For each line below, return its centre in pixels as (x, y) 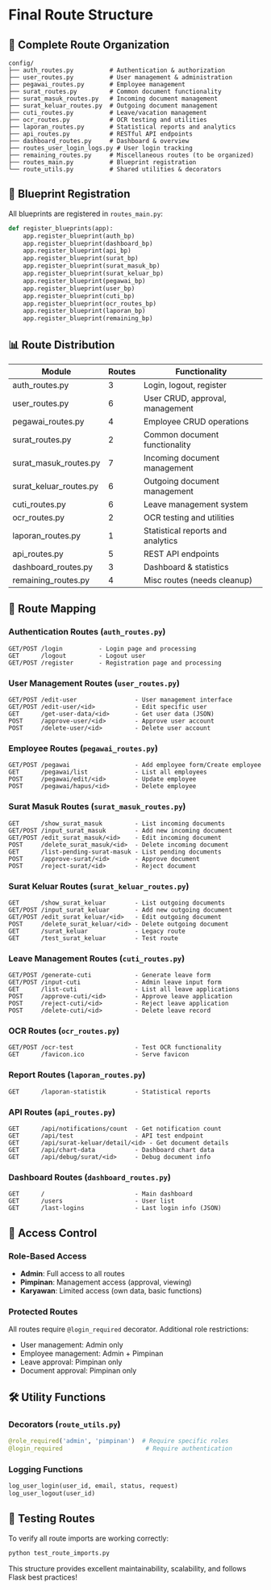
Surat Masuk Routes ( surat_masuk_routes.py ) (97, 807)
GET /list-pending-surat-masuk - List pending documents (115, 852)
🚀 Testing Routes (52, 1518)
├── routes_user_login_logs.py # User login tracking (101, 148)
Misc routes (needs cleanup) (198, 580)
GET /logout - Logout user (77, 656)
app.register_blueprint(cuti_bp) (79, 296)
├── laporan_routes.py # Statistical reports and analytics (122, 127)
